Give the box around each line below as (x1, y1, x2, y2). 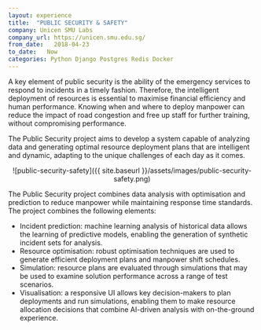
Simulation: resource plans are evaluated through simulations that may (19, 262, 248, 272)
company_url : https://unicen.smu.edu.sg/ (8, 33, 146, 42)
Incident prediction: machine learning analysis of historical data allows (19, 221, 248, 230)
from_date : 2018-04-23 (8, 41, 90, 49)
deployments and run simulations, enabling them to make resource (19, 296, 236, 306)
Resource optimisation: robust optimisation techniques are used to (19, 246, 235, 255)
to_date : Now (8, 48, 58, 56)
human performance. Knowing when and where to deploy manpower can (8, 101, 245, 111)
